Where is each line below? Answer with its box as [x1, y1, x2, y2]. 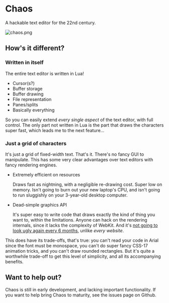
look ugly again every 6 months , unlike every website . [12, 227, 124, 234]
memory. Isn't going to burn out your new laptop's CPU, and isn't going [12, 186, 160, 192]
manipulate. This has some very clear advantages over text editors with [5, 156, 153, 162]
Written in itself [5, 59, 44, 66]
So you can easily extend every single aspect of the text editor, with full [5, 117, 153, 123]
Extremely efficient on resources [12, 171, 80, 177]
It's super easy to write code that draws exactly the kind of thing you [12, 212, 155, 218]
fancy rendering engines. [5, 162, 57, 168]
